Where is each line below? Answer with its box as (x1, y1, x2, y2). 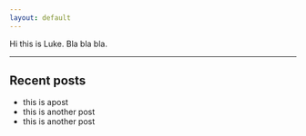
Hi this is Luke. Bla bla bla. (9, 38, 107, 49)
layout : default (9, 13, 71, 23)
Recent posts (9, 73, 87, 89)
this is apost (22, 97, 68, 108)
